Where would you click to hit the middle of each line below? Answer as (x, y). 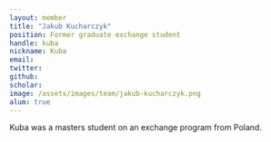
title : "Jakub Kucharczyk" (60, 26)
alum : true (30, 102)
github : (24, 77)
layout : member (38, 18)
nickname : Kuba (38, 52)
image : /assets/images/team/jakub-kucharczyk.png (105, 93)
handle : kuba (34, 43)
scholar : (26, 85)
